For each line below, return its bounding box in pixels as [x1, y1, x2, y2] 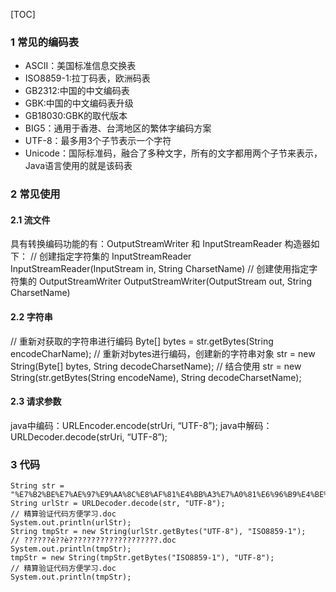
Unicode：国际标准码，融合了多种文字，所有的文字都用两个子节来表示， [24, 147, 323, 159]
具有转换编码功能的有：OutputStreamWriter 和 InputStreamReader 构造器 [10, 238, 312, 250]
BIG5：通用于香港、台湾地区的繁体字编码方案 [24, 122, 212, 134]
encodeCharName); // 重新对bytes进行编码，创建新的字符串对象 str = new [10, 347, 316, 359]
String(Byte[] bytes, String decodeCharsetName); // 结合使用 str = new [10, 360, 302, 372]
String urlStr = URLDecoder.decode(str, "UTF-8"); [10, 499, 226, 509]
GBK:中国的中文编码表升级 [24, 97, 134, 109]
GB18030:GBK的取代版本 [24, 110, 128, 122]
